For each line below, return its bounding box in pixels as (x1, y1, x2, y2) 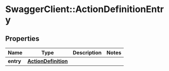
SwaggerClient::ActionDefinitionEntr (5, 4, 164, 15)
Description (73, 49, 102, 56)
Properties (5, 34, 40, 43)
